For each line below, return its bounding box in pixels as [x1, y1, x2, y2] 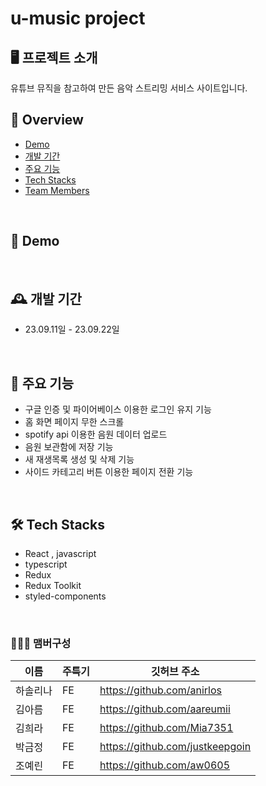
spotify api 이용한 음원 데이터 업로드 [24, 428, 168, 441]
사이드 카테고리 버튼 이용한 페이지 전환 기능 [24, 466, 194, 478]
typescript [24, 558, 68, 571]
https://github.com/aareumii [99, 702, 231, 716]
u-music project [10, 7, 146, 30]
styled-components [24, 590, 107, 602]
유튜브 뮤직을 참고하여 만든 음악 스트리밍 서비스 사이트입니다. [10, 82, 248, 94]
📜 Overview [10, 112, 84, 129]
